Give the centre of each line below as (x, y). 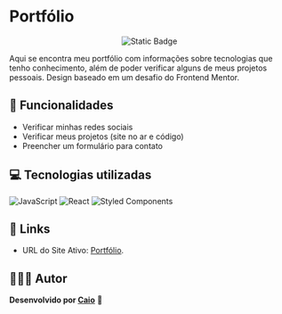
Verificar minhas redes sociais (77, 127)
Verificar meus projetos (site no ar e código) (103, 136)
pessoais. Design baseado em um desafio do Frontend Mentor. (125, 77)
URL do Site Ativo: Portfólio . (73, 251)
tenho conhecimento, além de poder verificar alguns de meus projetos (138, 68)
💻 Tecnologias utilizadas (81, 175)
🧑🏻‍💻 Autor (38, 278)
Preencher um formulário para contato (92, 145)
